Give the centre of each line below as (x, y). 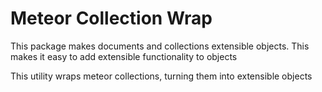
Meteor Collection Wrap (111, 18)
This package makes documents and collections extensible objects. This (160, 46)
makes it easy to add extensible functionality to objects (124, 56)
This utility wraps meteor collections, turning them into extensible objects (161, 76)
